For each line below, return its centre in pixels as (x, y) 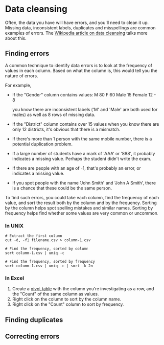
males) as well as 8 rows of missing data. (54, 115)
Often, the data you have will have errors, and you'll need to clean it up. (77, 23)
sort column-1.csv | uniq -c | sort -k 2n (49, 266)
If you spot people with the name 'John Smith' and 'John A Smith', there (84, 183)
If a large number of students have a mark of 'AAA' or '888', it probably (83, 153)
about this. (16, 38)
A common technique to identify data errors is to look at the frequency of (79, 65)
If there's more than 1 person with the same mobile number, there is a (82, 138)
